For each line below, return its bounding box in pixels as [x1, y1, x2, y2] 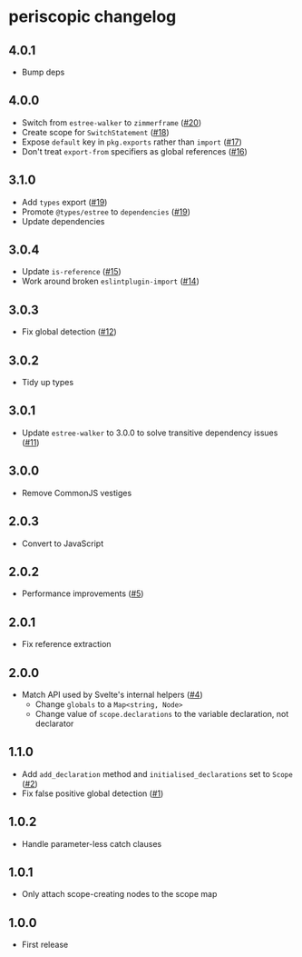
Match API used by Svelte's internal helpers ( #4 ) [21, 689, 203, 700]
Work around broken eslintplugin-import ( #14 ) [21, 275, 200, 287]
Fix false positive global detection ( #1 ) [21, 788, 164, 799]
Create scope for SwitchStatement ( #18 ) [21, 126, 170, 137]
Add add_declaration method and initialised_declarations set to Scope [21, 768, 294, 779]
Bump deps [21, 66, 65, 77]
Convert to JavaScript [21, 538, 104, 549]
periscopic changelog [8, 6, 177, 27]
